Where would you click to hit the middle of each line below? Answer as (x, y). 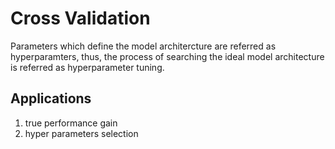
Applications (51, 98)
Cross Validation (80, 18)
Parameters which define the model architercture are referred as (143, 46)
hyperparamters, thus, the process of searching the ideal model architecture (167, 56)
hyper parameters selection (81, 133)
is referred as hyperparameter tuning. (87, 67)
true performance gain (71, 123)
